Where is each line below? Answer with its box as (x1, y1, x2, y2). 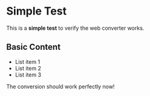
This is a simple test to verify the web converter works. (6, 24, 145, 32)
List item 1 (15, 58, 41, 65)
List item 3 (15, 71, 41, 78)
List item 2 (15, 64, 41, 72)
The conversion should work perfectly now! (6, 83, 115, 90)
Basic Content (6, 42, 61, 52)
